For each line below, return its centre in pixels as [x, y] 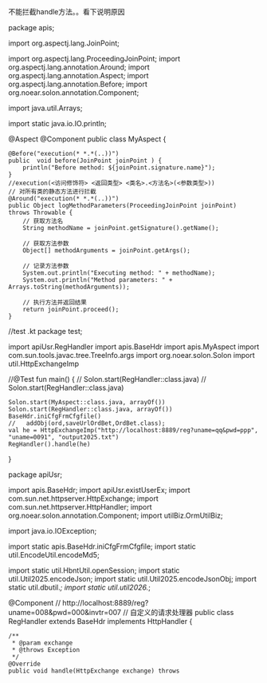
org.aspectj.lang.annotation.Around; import [79, 67]
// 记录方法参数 [46, 266]
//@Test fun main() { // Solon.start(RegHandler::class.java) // [108, 379]
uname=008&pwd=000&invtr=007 [65, 612]
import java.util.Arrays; [45, 108]
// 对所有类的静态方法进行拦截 [53, 192]
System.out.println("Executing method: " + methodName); [119, 273]
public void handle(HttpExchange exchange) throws [94, 671]
